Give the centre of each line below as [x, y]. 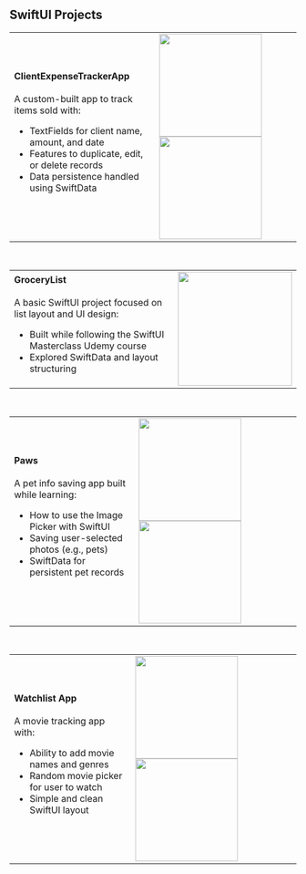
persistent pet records [77, 572]
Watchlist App [46, 698]
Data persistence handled [84, 176]
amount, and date [67, 142]
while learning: [46, 494]
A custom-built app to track [74, 99]
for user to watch [66, 786]
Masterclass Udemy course [88, 346]
